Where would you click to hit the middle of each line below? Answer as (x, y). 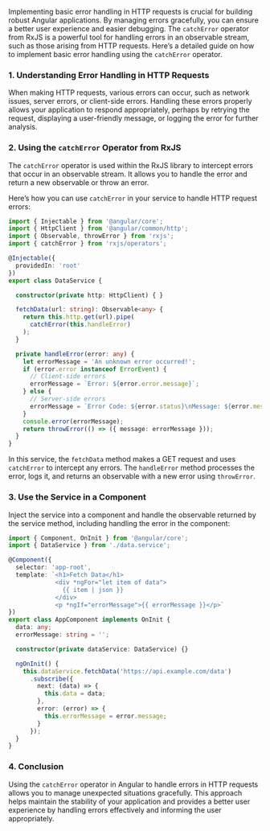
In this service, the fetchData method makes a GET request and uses (122, 459)
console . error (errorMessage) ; (74, 422)
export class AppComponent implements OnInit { (90, 620)
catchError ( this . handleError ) (80, 325)
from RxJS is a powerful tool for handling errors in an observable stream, (129, 37)
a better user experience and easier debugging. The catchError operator (129, 29)
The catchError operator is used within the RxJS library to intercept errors (131, 165)
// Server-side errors (67, 399)
